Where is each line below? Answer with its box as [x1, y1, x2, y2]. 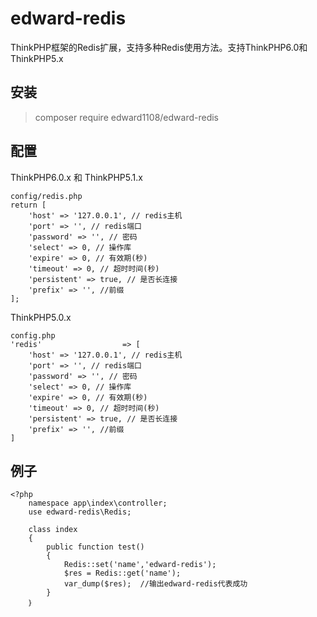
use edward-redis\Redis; [28, 507, 132, 517]
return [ [10, 200, 47, 210]
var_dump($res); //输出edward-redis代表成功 [63, 579, 248, 589]
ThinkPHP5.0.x [10, 311, 72, 323]
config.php [10, 330, 56, 341]
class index [28, 525, 78, 535]
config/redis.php [10, 191, 83, 201]
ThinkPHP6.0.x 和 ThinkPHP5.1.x [10, 171, 143, 183]
